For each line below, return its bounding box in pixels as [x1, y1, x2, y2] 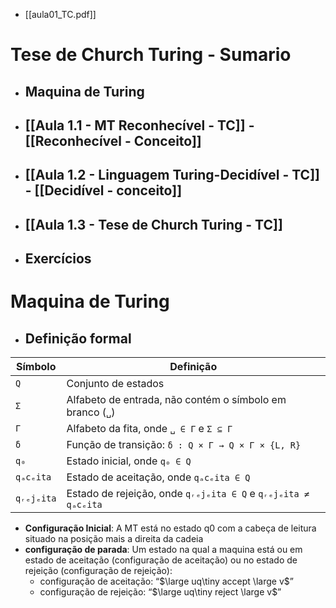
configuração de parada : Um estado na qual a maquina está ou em [24, 544, 303, 556]
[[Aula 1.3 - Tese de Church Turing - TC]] [24, 216, 283, 233]
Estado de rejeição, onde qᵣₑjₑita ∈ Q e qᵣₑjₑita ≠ [66, 487, 310, 501]
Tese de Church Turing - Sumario [10, 44, 292, 66]
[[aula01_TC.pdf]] [24, 9, 97, 20]
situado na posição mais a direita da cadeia [24, 533, 204, 545]
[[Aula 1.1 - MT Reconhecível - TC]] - [24, 117, 255, 134]
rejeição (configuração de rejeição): [24, 565, 173, 577]
